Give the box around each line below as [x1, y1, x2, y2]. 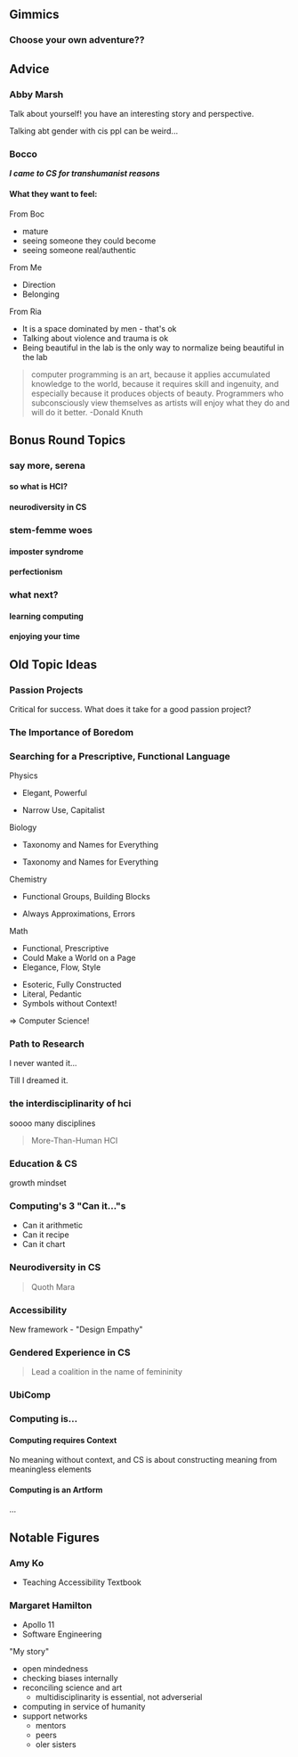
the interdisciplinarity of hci [9, 1097, 132, 1110]
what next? [9, 588, 59, 601]
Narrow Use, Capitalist [21, 805, 105, 816]
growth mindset [9, 1178, 67, 1188]
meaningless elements [9, 1464, 92, 1474]
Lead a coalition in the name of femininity [30, 1367, 183, 1377]
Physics [9, 770, 38, 781]
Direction [21, 279, 56, 290]
